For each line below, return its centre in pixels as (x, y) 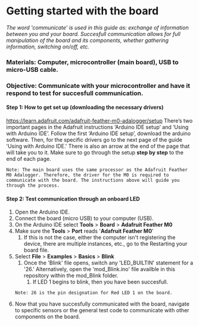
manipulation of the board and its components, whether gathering (87, 40)
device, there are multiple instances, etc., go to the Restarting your (105, 244)
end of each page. (29, 159)
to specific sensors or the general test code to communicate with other (102, 310)
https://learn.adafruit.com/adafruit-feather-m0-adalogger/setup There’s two (99, 120)
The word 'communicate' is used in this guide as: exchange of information (97, 28)
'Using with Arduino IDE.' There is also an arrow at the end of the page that (98, 146)
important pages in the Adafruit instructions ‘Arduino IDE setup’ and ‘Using (97, 127)
